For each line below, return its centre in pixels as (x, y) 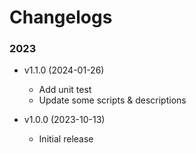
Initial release (66, 139)
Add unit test (65, 90)
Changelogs (61, 17)
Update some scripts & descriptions (112, 100)
